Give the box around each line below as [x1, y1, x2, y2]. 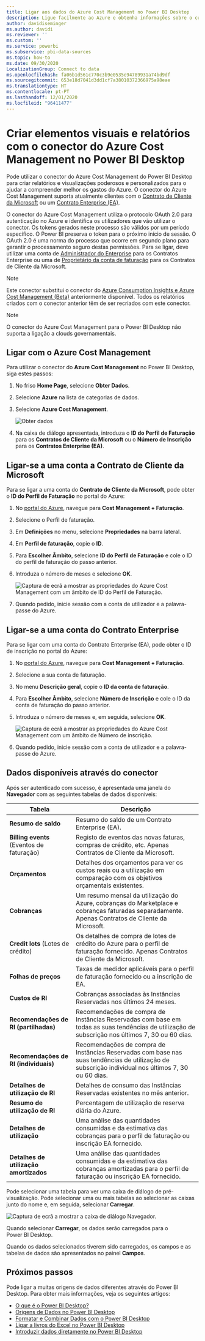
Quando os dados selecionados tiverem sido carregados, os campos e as [6, 1242, 191, 1250]
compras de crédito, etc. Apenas [75, 840, 170, 849]
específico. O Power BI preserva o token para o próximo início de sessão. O [6, 230, 196, 238]
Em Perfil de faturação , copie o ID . [15, 540, 104, 547]
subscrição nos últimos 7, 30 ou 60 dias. [75, 1030, 193, 1039]
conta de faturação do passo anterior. [15, 702, 110, 708]
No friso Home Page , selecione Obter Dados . [15, 382, 130, 389]
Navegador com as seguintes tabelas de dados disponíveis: [6, 791, 157, 798]
